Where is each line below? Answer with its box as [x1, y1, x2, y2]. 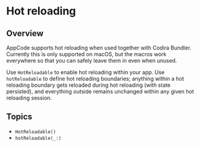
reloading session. [6, 95, 53, 101]
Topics [6, 111, 33, 122]
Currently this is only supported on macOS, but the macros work [6, 51, 167, 58]
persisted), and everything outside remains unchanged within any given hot [6, 88, 195, 95]
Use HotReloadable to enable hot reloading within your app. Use [6, 69, 165, 76]
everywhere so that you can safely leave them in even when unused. [6, 57, 177, 64]
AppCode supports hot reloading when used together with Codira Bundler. [6, 44, 192, 51]
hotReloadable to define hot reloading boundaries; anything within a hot [6, 75, 184, 82]
